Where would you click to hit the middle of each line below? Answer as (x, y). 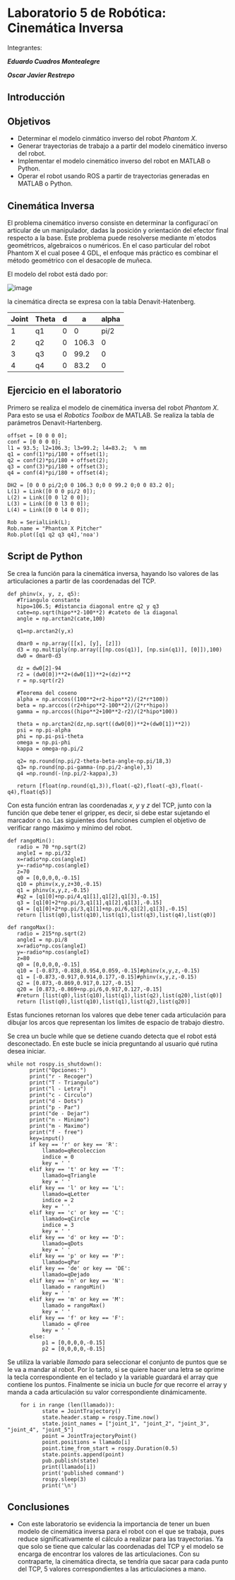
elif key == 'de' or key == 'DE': (80, 1268)
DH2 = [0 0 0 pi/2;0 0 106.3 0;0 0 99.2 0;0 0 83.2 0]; (91, 485)
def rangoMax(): (31, 927)
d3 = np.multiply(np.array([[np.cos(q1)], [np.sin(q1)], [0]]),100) (119, 650)
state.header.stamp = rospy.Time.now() (101, 1417)
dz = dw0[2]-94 (39, 668)
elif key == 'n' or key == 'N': (77, 1281)
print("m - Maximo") (60, 1126)
